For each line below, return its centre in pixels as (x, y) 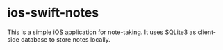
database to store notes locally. (66, 39)
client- (207, 32)
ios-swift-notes (53, 13)
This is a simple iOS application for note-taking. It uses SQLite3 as (102, 32)
